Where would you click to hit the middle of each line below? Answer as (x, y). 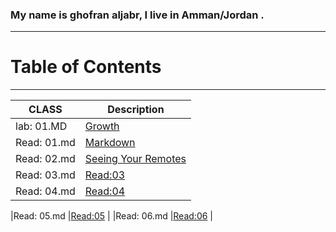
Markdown (110, 143)
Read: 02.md (45, 159)
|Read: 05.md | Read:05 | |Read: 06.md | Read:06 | (111, 216)
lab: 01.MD (41, 126)
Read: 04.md (45, 191)
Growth (102, 126)
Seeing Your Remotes (135, 159)
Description (136, 110)
